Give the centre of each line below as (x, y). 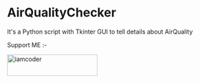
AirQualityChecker (62, 13)
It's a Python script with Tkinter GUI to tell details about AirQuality (100, 32)
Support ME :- (27, 45)
